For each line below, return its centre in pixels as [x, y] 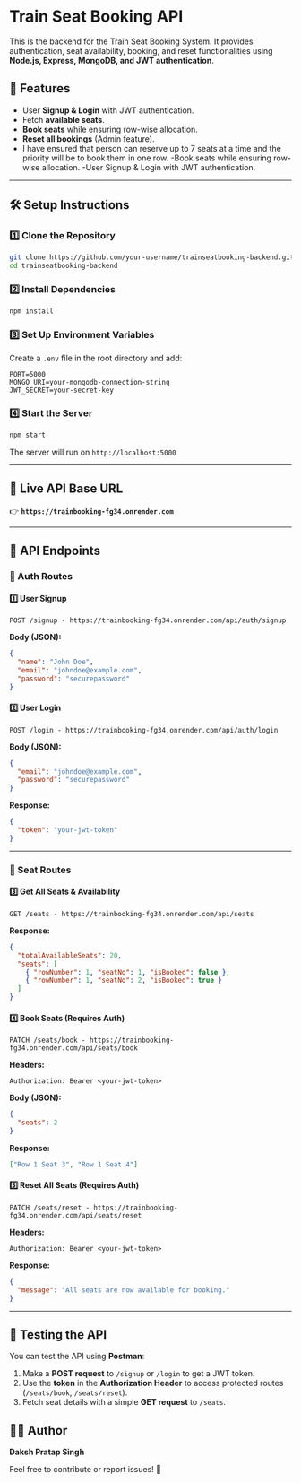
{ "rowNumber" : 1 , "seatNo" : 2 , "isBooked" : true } [124, 980]
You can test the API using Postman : [77, 1357]
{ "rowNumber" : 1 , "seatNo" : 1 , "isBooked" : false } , [128, 972]
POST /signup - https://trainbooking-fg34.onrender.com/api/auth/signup [148, 620]
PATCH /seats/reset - [50, 1208]
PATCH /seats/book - [48, 1041]
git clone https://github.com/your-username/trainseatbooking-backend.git [152, 257]
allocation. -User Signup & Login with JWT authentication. [149, 167]
